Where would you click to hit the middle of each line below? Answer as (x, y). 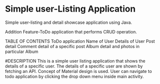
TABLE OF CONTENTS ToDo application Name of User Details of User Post (80, 41)
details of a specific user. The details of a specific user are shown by (74, 66)
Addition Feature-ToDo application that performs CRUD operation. (71, 32)
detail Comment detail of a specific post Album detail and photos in (72, 46)
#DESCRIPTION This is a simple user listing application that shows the (75, 61)
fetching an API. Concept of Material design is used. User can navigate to (79, 71)
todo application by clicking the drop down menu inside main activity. (74, 76)
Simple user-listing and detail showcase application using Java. (69, 22)
